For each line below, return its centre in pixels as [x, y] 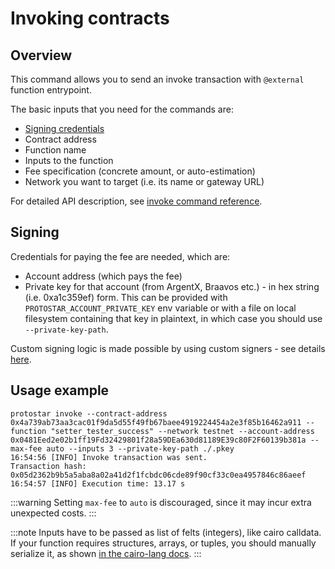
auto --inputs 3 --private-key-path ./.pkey [140, 448]
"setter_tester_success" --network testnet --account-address [182, 431]
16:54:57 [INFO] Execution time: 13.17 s [98, 483]
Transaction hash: [48, 466]
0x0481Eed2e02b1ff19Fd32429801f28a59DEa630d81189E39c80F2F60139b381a [158, 440]
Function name [55, 150]
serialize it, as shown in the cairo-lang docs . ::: [106, 553]
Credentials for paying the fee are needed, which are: [120, 256]
